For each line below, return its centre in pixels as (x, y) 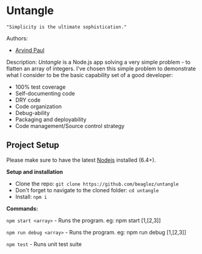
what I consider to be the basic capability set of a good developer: (90, 75)
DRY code (28, 100)
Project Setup (33, 145)
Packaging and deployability (51, 119)
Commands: (22, 208)
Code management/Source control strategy (70, 125)
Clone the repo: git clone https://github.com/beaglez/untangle (97, 184)
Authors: (17, 38)
